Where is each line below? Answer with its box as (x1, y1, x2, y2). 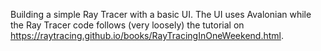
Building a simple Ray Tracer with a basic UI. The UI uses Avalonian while (10, 9, 312, 20)
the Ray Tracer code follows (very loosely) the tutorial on (10, 19, 245, 31)
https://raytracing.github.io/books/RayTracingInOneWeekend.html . (10, 30, 284, 41)
